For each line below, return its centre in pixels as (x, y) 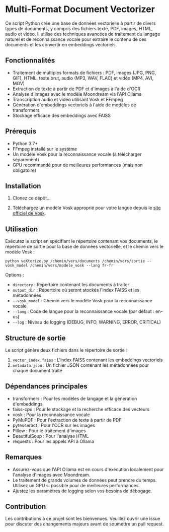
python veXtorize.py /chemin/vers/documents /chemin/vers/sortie (75, 261)
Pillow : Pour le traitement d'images (49, 430)
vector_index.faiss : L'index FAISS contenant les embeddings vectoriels (88, 360)
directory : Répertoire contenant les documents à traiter (71, 285)
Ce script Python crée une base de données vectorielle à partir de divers (80, 23)
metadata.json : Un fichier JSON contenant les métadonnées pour (81, 365)
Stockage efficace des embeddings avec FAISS (61, 115)
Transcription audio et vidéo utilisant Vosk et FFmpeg (68, 99)
